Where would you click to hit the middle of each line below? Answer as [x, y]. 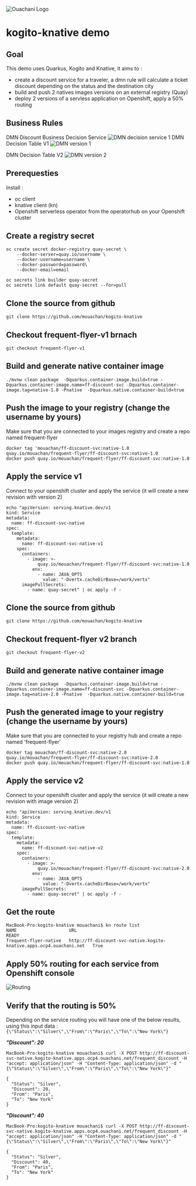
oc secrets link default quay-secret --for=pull [66, 285]
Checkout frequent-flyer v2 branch [72, 639]
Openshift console [40, 973]
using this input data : [32, 1026]
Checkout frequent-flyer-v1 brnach [72, 335]
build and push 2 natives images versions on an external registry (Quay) [101, 92]
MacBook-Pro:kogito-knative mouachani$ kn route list [73, 926]
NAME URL [42, 931]
